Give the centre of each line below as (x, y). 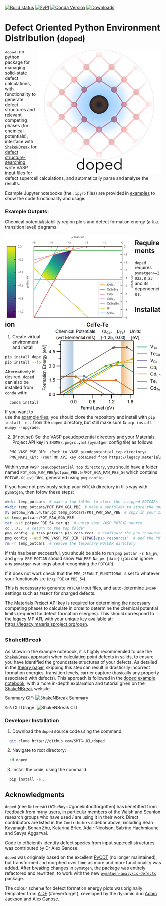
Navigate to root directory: (39, 750)
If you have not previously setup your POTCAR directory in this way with (76, 487)
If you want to (19, 412)
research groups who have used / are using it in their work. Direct (72, 817)
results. (13, 183)
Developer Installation (32, 720)
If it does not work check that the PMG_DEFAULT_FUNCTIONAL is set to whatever (82, 573)
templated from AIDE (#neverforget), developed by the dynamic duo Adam (81, 893)
